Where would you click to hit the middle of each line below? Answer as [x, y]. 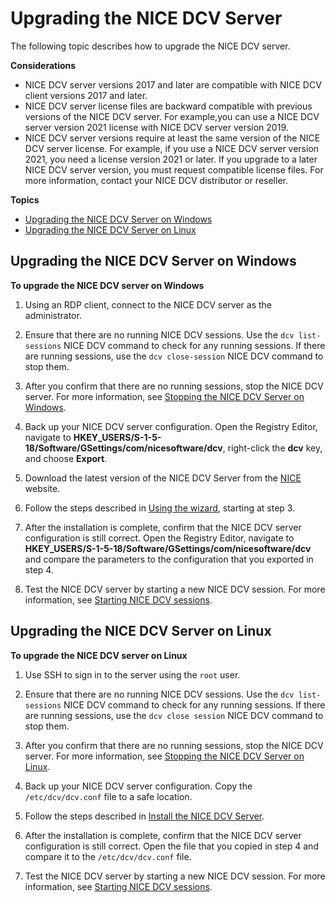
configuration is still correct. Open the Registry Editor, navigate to [159, 538]
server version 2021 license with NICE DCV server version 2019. [156, 127]
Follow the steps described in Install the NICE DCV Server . [144, 816]
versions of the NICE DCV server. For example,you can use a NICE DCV [172, 116]
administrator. [53, 315]
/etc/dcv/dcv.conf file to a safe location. [108, 796]
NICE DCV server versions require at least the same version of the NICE [172, 138]
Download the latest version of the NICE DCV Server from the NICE [163, 478]
